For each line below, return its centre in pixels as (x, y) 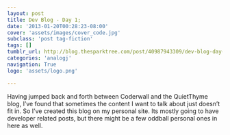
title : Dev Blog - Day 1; (44, 20)
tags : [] (20, 45)
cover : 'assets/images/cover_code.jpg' (64, 33)
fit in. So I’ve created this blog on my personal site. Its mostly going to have (113, 111)
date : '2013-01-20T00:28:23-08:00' (58, 26)
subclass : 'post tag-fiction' (50, 39)
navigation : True (32, 64)
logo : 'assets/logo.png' (42, 71)
